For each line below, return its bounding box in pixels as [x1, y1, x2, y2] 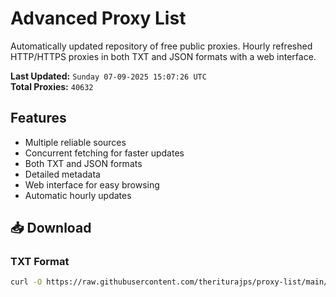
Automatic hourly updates [24, 189, 132, 201]
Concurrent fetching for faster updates [24, 147, 185, 159]
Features [10, 110, 67, 127]
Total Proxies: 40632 [10, 80, 94, 92]
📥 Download [10, 220, 92, 237]
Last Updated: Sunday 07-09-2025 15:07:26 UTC [10, 70, 207, 82]
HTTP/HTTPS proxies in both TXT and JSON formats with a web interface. [10, 50, 317, 62]
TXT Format [10, 255, 70, 269]
